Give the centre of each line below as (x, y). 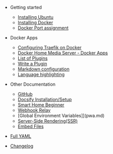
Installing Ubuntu (35, 17)
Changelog (22, 146)
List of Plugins (33, 58)
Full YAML (21, 136)
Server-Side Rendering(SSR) (48, 121)
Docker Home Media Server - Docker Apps (63, 53)
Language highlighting (41, 74)
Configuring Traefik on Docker (50, 47)
